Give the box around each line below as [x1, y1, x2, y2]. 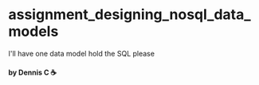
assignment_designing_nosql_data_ [8, 6, 251, 24]
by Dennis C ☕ [8, 68, 57, 77]
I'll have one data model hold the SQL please [8, 48, 155, 58]
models [8, 22, 59, 41]
